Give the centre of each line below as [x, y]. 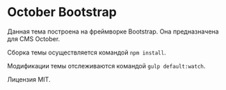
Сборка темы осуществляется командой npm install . [87, 52]
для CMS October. [34, 38]
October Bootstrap [62, 12]
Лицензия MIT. [29, 79]
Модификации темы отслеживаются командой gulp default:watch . [106, 66]
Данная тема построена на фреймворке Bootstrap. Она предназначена [113, 31]
